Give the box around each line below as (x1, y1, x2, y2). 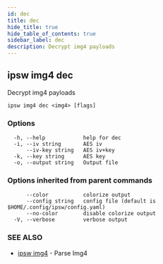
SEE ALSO (7, 233, 43, 243)
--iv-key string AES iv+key (25, 147, 115, 154)
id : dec (7, 10, 30, 18)
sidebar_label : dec (7, 37, 65, 44)
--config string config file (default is (25, 197, 157, 205)
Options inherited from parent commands (7, 176, 153, 185)
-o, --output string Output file (13, 159, 119, 166)
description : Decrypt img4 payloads (7, 43, 115, 50)
